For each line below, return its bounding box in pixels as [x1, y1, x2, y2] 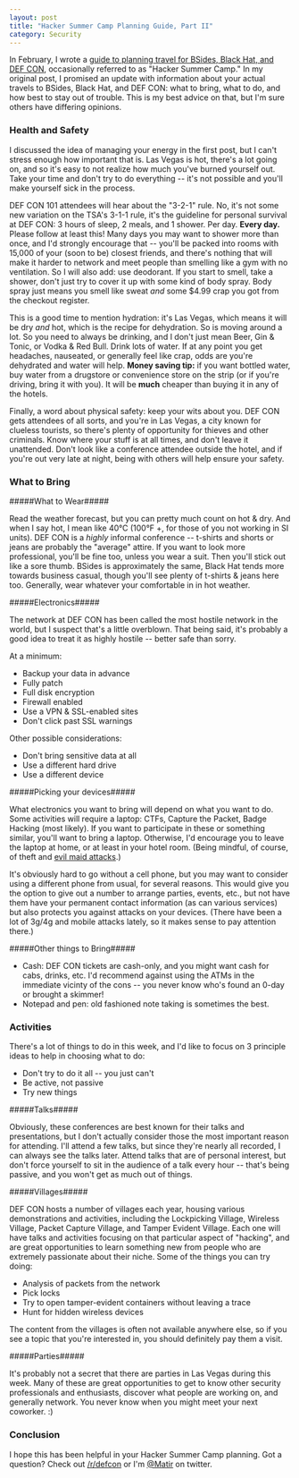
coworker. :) [9, 1406, 54, 1417]
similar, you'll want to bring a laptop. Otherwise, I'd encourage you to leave [9, 832, 285, 843]
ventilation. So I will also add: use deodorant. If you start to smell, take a [9, 266, 274, 277]
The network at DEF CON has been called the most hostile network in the [9, 614, 278, 624]
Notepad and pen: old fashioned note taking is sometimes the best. [21, 998, 270, 1009]
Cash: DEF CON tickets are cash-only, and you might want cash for [21, 960, 270, 971]
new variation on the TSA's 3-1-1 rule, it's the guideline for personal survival [9, 209, 287, 220]
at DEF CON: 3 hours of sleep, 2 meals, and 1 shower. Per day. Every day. [9, 218, 280, 229]
